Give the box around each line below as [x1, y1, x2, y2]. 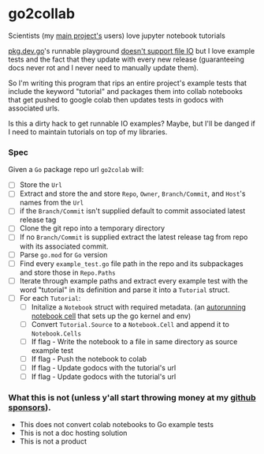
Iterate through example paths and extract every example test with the [19, 276, 248, 285]
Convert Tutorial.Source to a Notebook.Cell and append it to [31, 319, 230, 328]
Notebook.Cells [31, 329, 81, 338]
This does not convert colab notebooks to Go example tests [19, 420, 214, 430]
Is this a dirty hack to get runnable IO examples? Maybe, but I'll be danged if [8, 118, 256, 128]
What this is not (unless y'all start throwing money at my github [8, 392, 256, 403]
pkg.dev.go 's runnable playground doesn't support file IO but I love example [8, 46, 255, 55]
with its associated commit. [19, 242, 109, 251]
